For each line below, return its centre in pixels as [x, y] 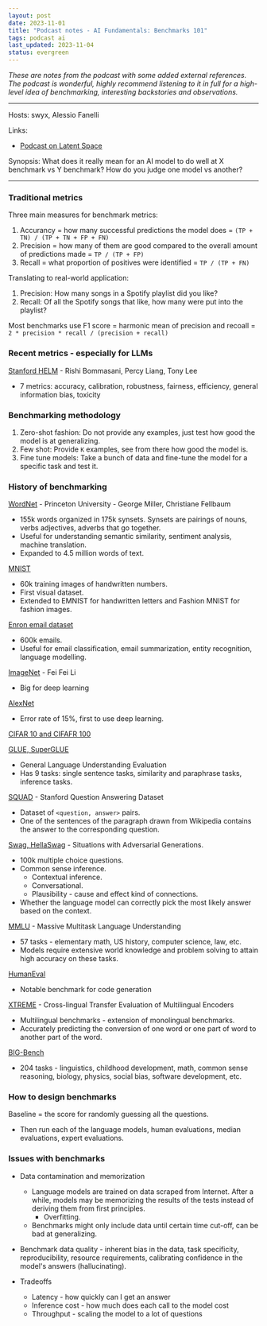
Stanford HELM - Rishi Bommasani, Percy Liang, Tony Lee [103, 370]
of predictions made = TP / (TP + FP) [82, 254]
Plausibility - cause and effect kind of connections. [115, 894]
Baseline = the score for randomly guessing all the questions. [108, 1115]
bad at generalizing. [64, 1234]
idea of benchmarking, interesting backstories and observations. [132, 92]
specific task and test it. [59, 466]
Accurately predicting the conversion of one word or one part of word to [138, 1029]
